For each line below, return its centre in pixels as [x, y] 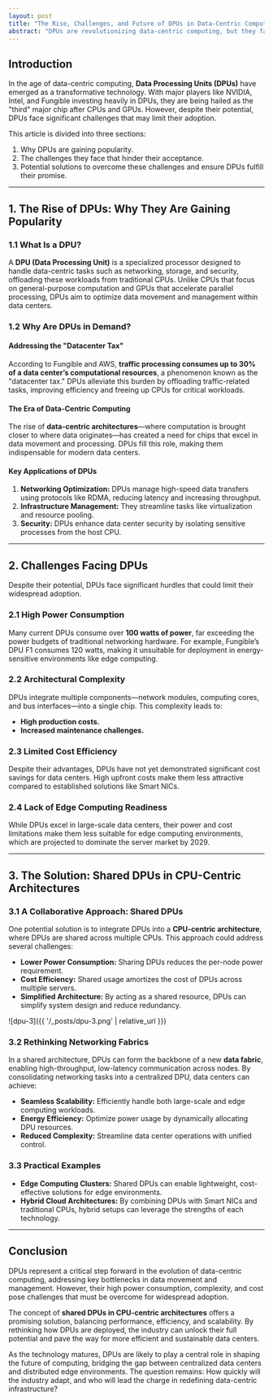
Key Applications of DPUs [53, 471]
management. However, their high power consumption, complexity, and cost [136, 1288]
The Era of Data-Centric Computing [70, 408]
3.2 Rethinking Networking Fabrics [78, 1042]
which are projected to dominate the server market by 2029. [109, 842]
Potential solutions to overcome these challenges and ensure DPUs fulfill [142, 167]
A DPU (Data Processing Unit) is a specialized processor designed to [125, 262]
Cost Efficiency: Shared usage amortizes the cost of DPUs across [131, 980]
